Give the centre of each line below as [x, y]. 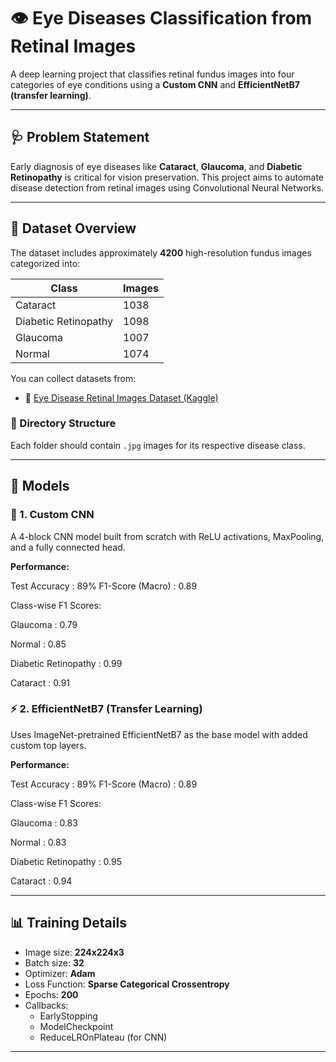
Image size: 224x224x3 [74, 952]
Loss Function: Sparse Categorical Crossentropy [127, 984]
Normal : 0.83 [38, 842]
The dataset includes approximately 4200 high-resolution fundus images [161, 252]
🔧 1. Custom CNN [52, 515]
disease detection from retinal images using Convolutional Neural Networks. [167, 187]
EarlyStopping [68, 1016]
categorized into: [45, 263]
